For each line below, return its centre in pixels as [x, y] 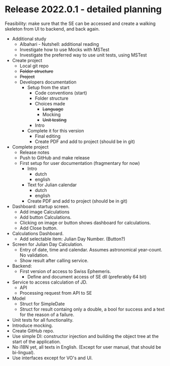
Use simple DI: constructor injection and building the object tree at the [85, 336]
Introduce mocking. [32, 325]
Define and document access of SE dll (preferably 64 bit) [87, 276]
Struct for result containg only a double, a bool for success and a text [92, 309]
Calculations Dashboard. [38, 233]
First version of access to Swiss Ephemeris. [65, 271]
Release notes [35, 152]
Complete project [30, 147]
